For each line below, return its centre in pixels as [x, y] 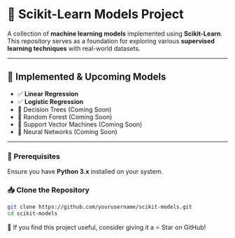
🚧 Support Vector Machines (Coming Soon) [80, 124]
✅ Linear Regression [48, 94]
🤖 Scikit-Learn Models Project [95, 14]
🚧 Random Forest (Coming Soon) [65, 117]
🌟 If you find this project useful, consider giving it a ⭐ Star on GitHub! [107, 228]
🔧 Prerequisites [34, 156]
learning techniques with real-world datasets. [74, 48]
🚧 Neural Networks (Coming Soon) [67, 131]
